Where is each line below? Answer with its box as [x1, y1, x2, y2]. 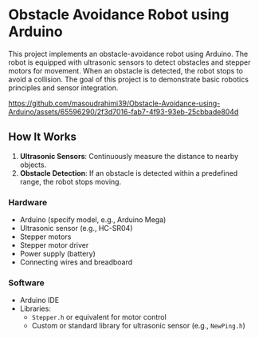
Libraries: [19, 304, 52, 313]
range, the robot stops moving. [19, 177, 122, 186]
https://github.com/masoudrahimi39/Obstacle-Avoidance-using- [8, 98, 221, 108]
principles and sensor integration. [8, 82, 119, 93]
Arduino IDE [19, 296, 60, 305]
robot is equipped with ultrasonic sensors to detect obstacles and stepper [8, 58, 251, 67]
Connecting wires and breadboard [19, 257, 133, 267]
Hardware [8, 197, 48, 208]
